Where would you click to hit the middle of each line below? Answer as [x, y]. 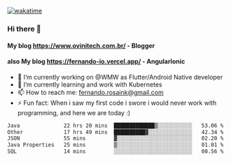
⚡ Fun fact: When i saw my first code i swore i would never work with [117, 103]
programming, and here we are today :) [74, 112]
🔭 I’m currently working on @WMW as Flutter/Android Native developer [120, 77]
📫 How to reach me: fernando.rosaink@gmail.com [90, 92]
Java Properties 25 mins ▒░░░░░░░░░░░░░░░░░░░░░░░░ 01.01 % [115, 145]
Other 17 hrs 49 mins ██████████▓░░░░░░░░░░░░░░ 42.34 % [115, 132]
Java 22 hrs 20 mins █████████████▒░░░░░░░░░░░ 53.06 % [115, 126]
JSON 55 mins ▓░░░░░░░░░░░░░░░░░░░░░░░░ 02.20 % [115, 139]
